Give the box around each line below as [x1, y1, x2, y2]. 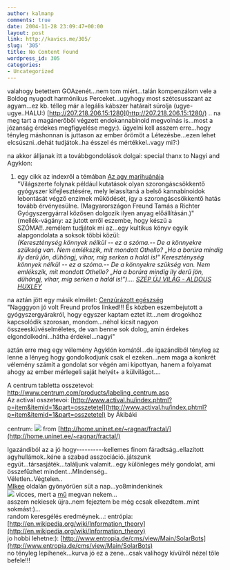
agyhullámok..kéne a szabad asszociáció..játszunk [7, 453, 151, 461]
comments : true [7, 17, 51, 23]
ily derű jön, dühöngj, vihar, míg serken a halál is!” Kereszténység [17, 253, 204, 261]
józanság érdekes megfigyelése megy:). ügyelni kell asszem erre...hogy [7, 124, 211, 132]
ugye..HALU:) [7, 108, 46, 117]
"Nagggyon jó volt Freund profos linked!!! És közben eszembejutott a [7, 303, 203, 311]
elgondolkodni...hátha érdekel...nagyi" [7, 332, 115, 340]
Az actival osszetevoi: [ [7, 395, 73, 404]
